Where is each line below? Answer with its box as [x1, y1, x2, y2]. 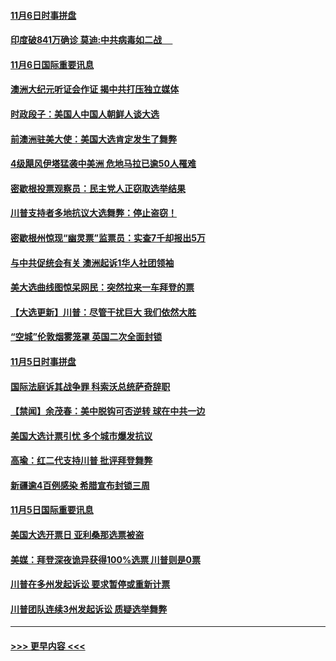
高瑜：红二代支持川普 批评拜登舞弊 [10, 455, 153, 467]
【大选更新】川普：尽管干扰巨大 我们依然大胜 [10, 306, 197, 318]
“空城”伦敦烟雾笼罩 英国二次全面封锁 [10, 331, 163, 343]
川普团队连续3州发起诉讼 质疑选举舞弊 [10, 603, 168, 615]
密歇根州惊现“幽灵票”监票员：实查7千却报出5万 [10, 231, 206, 244]
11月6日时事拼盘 [10, 9, 77, 21]
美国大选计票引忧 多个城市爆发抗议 [10, 430, 153, 442]
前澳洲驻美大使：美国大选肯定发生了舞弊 [10, 133, 177, 145]
